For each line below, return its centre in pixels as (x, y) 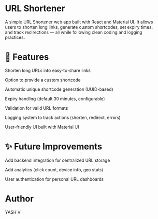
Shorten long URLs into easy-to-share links (48, 70)
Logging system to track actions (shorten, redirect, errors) (63, 118)
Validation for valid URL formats (36, 108)
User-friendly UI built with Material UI (42, 127)
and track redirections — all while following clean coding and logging (74, 32)
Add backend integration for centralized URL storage (57, 160)
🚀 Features (27, 57)
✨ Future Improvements (54, 147)
